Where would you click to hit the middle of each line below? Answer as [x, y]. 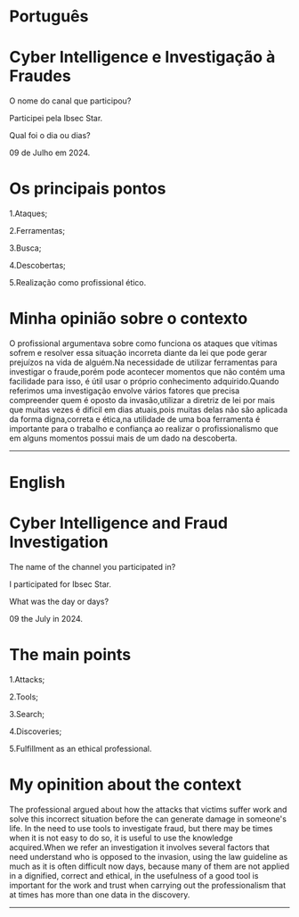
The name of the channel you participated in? [93, 567]
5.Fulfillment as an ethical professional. [81, 749]
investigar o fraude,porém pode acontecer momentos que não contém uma [147, 372]
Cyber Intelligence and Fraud [119, 523]
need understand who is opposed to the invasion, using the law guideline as [149, 857]
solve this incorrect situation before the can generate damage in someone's [148, 819]
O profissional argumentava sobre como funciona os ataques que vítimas [143, 343]
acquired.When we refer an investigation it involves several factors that [139, 847]
